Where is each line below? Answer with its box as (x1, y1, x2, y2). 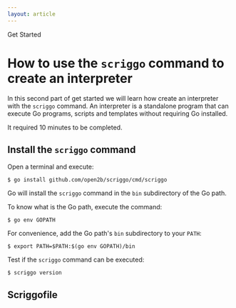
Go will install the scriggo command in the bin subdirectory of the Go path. (7, 189, 227, 197)
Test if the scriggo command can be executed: (7, 255, 145, 264)
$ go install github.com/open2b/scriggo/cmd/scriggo (7, 177, 168, 184)
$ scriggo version (7, 269, 62, 277)
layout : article (7, 10, 56, 18)
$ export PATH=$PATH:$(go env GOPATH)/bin (7, 243, 135, 250)
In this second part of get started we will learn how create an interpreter (7, 94, 219, 102)
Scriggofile (7, 289, 58, 301)
